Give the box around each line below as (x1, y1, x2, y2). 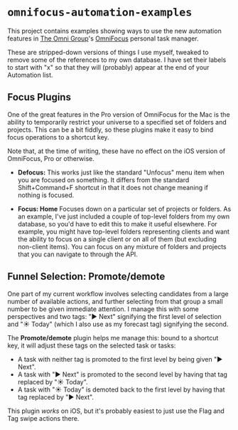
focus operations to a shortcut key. (7, 132, 109, 141)
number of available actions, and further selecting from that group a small (7, 297, 223, 305)
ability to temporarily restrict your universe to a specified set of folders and (7, 117, 227, 126)
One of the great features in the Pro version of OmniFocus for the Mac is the (7, 110, 230, 119)
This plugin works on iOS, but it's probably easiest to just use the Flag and (7, 407, 225, 415)
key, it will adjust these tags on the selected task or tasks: (7, 341, 176, 350)
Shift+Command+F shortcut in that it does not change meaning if (17, 183, 208, 192)
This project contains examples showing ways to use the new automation (7, 26, 222, 35)
